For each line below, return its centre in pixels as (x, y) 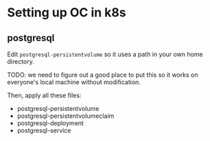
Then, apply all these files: (44, 95)
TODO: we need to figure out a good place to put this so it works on (103, 75)
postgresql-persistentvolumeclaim (66, 116)
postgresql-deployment (50, 123)
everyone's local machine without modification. (74, 82)
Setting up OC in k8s (67, 13)
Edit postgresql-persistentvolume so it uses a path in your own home (105, 54)
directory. (21, 62)
